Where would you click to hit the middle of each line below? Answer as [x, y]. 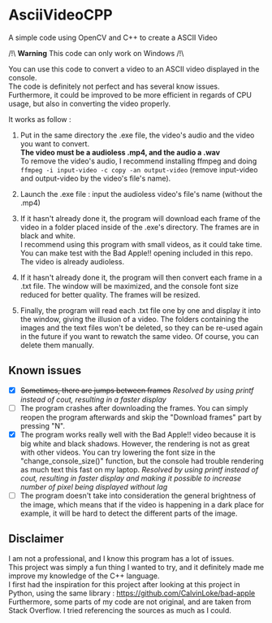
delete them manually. [57, 345]
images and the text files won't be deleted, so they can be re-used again [141, 328]
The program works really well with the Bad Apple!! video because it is [138, 434]
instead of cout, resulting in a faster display [93, 399]
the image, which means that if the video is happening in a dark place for [142, 505]
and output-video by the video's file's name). [95, 178]
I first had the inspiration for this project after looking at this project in [124, 584]
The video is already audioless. [72, 261]
